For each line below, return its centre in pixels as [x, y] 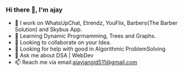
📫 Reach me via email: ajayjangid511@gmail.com [76, 62]
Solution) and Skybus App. [48, 29]
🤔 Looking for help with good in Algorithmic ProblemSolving [90, 49]
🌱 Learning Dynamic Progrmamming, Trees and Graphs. [85, 36]
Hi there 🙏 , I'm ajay [34, 10]
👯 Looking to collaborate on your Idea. [63, 43]
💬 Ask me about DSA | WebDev [54, 56]
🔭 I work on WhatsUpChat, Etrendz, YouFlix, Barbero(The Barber [96, 23]
